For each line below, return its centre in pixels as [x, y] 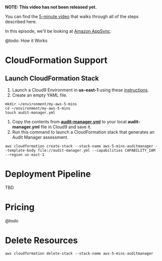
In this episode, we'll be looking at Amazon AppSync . [58, 31]
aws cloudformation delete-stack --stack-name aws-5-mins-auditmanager [79, 253]
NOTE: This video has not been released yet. [51, 7]
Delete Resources [42, 241]
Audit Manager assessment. [40, 137]
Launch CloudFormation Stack [52, 78]
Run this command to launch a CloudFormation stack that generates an [83, 132]
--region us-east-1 [25, 155]
